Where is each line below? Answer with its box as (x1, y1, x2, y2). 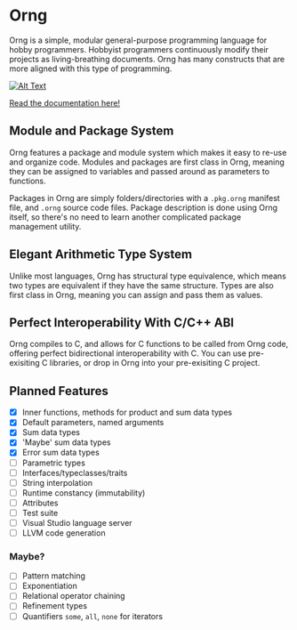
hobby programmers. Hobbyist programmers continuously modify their (9, 44, 269, 54)
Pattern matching (21, 570, 86, 581)
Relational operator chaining (21, 591, 126, 602)
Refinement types (21, 601, 87, 611)
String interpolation (21, 477, 93, 488)
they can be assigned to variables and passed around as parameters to (9, 166, 269, 176)
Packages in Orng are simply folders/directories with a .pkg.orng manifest (9, 192, 280, 203)
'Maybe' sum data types (21, 437, 111, 448)
